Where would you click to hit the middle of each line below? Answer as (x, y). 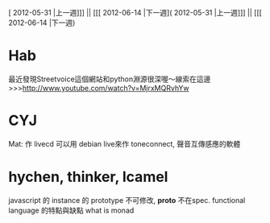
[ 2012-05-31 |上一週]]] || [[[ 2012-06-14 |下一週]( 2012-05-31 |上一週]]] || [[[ (135, 12)
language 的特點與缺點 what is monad (71, 210)
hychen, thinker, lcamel (88, 177)
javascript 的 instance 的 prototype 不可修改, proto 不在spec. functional (127, 200)
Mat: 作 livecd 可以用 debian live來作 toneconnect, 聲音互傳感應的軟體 (125, 143)
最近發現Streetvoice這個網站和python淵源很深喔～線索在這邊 (110, 79)
